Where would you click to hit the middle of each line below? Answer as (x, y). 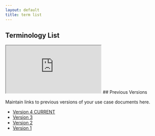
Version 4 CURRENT (34, 112)
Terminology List (32, 35)
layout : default (22, 10)
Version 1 (22, 128)
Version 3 (23, 117)
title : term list (24, 15)
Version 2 (23, 123)
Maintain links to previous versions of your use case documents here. (78, 102)
